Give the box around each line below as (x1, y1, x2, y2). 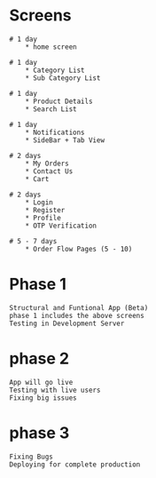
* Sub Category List (25, 73, 101, 83)
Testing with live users (9, 386, 101, 394)
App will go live (9, 378, 74, 386)
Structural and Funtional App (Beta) (9, 303, 149, 312)
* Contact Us (25, 166, 74, 176)
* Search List (25, 104, 77, 114)
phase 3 (9, 423, 70, 442)
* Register (25, 205, 66, 214)
